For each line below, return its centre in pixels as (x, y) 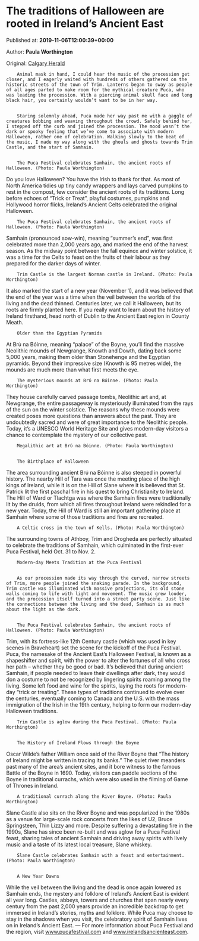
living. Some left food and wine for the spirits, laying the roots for (86, 685)
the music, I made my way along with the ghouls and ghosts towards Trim (99, 142)
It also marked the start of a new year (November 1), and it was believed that (99, 290)
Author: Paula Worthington (40, 51)
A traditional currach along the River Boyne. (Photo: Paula (94, 796)
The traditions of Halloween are (85, 11)
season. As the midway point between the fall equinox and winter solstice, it (99, 250)
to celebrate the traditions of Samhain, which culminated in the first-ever (95, 545)
